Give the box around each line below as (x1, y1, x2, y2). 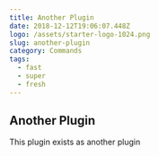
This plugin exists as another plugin (9, 136, 141, 148)
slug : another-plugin (9, 38, 91, 48)
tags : (9, 55, 30, 64)
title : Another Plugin (9, 13, 94, 22)
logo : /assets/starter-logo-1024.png (9, 30, 151, 39)
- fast (17, 64, 42, 73)
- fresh (17, 80, 47, 89)
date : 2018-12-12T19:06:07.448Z (9, 22, 130, 30)
